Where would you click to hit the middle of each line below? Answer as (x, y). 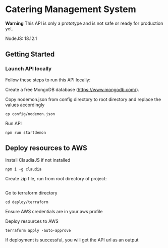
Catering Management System (71, 9)
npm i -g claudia (23, 169)
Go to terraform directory (31, 193)
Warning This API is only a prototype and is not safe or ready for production (84, 23)
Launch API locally (29, 69)
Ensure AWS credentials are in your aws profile (54, 212)
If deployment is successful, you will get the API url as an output (72, 240)
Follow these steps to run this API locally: (48, 80)
